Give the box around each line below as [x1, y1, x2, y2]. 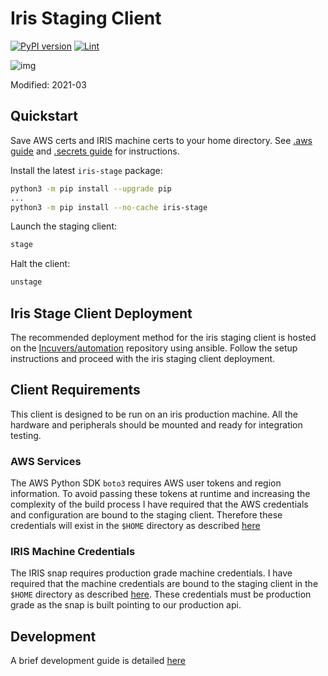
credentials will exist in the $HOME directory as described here [10, 520, 261, 532]
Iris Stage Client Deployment [10, 305, 193, 322]
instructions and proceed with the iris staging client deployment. [10, 352, 276, 364]
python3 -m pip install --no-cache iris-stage [10, 202, 208, 212]
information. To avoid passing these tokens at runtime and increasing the [10, 488, 311, 500]
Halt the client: [10, 258, 71, 270]
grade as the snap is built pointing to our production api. [10, 599, 242, 611]
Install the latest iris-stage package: [10, 164, 163, 176]
